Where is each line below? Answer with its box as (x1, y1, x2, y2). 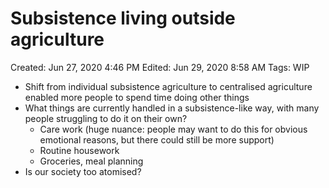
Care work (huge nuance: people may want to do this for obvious (39, 123, 308, 135)
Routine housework (39, 144, 120, 156)
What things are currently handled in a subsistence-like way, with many (24, 102, 320, 114)
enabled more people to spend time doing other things (24, 91, 250, 103)
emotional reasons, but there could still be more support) (39, 133, 275, 146)
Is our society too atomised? (24, 165, 142, 177)
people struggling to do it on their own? (24, 112, 188, 124)
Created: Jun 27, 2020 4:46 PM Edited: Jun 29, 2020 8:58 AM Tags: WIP (10, 61, 310, 73)
